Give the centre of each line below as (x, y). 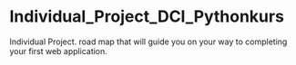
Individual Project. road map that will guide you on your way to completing (148, 42)
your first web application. (58, 51)
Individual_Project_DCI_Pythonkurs (147, 17)
